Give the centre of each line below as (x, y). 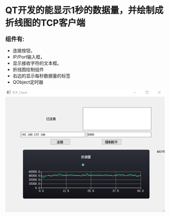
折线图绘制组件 (28, 69)
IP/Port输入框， (29, 57)
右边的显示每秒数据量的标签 (41, 76)
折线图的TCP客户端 (45, 23)
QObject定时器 (28, 82)
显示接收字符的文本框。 (37, 63)
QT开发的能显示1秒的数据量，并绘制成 (84, 10)
